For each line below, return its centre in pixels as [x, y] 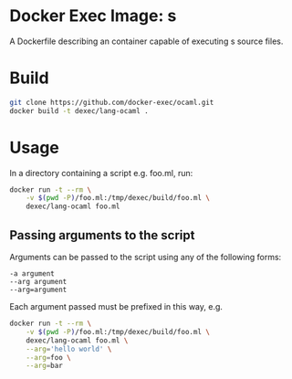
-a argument [32, 274]
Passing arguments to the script [102, 235]
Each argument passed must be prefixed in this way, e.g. [116, 306]
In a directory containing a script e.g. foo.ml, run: [101, 173]
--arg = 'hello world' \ [69, 349]
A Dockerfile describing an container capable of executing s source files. [146, 41]
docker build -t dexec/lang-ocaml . [79, 111]
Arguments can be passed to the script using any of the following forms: [146, 257]
